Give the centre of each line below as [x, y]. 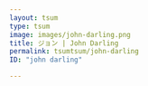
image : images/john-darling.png [70, 34]
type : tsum [30, 26]
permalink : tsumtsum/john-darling [74, 52]
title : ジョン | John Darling [64, 43]
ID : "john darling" [46, 60]
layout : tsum [34, 18]
